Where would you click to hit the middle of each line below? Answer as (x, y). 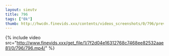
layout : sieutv (21, 10)
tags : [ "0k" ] (19, 19)
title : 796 (17, 14)
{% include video (23, 38)
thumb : (12, 24)
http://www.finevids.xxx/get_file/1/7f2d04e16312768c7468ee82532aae (90, 43)
